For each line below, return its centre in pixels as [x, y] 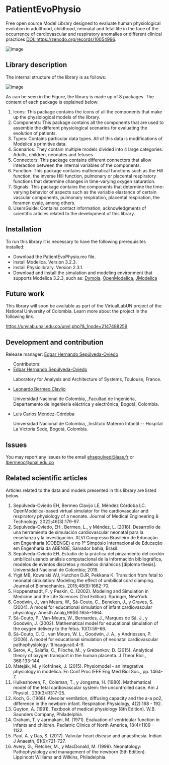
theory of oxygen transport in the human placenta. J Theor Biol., [79, 655]
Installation [24, 230]
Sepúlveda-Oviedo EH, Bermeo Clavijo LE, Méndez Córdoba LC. [79, 505]
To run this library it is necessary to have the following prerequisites [76, 241]
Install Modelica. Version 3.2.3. [45, 262]
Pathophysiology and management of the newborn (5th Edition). [79, 751]
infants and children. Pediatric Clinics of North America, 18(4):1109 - [83, 725]
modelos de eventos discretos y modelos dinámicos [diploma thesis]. [85, 564]
